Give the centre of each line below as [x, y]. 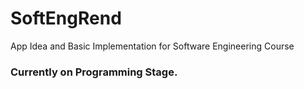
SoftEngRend [66, 18]
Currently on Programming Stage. [94, 72]
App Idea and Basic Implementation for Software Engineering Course [152, 46]
